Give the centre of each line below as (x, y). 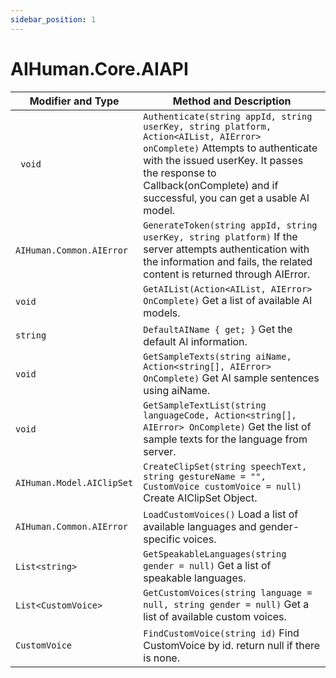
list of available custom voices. (215, 616)
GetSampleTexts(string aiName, (217, 356)
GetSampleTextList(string (205, 405)
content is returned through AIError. (227, 274)
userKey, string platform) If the (220, 236)
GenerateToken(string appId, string (230, 225)
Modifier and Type (74, 101)
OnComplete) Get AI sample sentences (231, 378)
